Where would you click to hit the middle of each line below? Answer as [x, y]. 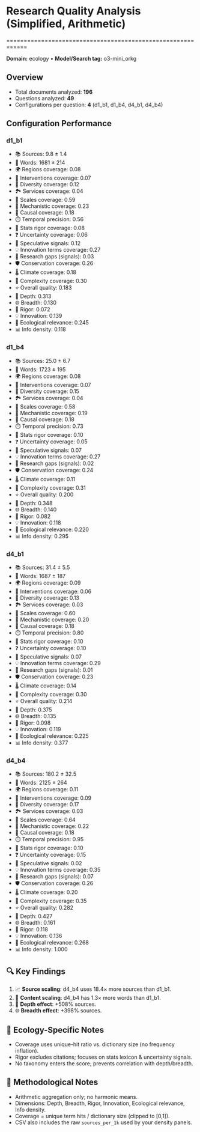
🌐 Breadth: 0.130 [36, 303]
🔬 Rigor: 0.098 [33, 723]
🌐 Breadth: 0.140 [36, 510]
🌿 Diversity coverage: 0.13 [47, 598]
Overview [25, 77]
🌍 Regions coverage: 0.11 [47, 790]
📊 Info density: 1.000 [41, 949]
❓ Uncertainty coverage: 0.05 [51, 441]
